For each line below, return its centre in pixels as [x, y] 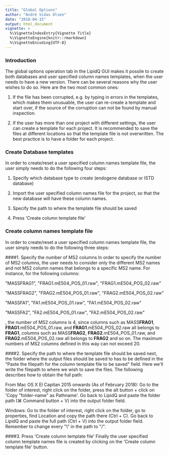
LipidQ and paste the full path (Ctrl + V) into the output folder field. [74, 421]
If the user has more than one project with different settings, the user [84, 123]
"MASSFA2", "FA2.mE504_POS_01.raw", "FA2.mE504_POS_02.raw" [75, 312]
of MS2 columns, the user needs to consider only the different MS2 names [83, 263]
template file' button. [27, 447]
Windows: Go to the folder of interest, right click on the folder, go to [75, 410]
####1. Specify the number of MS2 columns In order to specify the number [83, 257]
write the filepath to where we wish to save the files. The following [74, 369]
